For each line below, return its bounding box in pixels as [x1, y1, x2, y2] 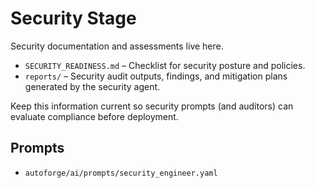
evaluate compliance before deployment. [10, 110, 179, 122]
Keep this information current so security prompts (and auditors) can [10, 100, 294, 112]
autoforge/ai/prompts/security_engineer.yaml [24, 168, 218, 178]
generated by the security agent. [24, 80, 161, 92]
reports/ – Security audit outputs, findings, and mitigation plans [24, 70, 288, 82]
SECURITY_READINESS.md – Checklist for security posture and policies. [24, 59, 306, 71]
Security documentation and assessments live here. [10, 40, 224, 52]
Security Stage [10, 7, 137, 30]
